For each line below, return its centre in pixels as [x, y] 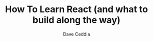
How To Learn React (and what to [76, 9]
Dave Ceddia [76, 34]
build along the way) [76, 20]
